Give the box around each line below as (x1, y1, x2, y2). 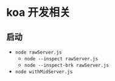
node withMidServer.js (15, 69, 73, 75)
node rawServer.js (15, 49, 62, 55)
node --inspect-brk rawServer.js (24, 62, 110, 68)
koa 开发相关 (6, 5, 71, 19)
